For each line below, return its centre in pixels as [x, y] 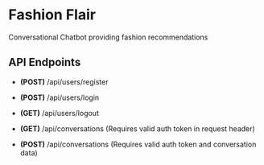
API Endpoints [45, 62]
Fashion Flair [52, 15]
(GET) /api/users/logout [59, 113]
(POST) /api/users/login [60, 97]
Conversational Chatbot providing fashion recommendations [108, 37]
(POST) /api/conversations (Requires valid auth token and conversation [138, 144]
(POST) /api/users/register [64, 81]
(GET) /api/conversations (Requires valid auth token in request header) [137, 128]
